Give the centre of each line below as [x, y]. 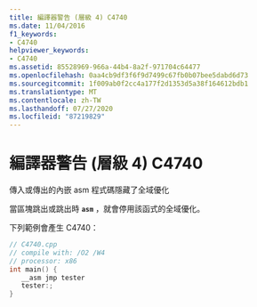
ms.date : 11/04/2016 [48, 26]
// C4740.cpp [33, 245]
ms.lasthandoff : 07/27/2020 [61, 109]
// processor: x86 [43, 261]
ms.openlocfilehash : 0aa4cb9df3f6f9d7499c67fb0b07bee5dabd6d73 [129, 76]
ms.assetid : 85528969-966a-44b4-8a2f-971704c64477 [105, 68]
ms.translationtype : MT [53, 92]
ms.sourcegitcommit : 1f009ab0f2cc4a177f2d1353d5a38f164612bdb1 [129, 84]
